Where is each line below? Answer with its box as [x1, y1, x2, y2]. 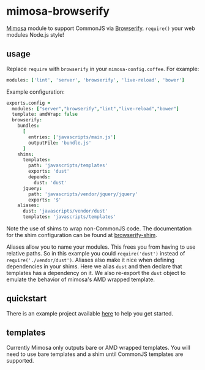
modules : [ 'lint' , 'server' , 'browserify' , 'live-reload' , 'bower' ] [6, 77, 185, 83]
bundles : [17, 123, 40, 129]
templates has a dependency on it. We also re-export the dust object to [6, 270, 186, 276]
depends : [28, 174, 51, 180]
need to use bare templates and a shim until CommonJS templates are [6, 350, 184, 358]
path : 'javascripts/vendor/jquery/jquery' [28, 191, 138, 197]
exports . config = [6, 100, 51, 106]
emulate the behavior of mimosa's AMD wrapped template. [6, 276, 155, 283]
